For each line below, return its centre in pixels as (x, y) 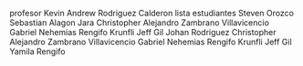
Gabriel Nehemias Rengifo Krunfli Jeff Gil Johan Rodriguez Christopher (143, 32)
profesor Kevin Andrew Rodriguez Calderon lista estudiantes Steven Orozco (152, 13)
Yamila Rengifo (37, 52)
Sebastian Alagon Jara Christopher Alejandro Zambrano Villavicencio (139, 23)
